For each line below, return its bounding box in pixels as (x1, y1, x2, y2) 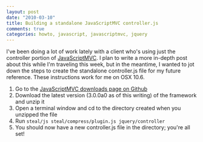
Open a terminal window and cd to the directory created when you (15, 105, 181, 112)
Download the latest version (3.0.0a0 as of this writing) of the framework (15, 92, 197, 99)
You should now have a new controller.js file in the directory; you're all (15, 124, 191, 131)
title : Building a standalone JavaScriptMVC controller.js (6, 20, 159, 26)
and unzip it (15, 98, 45, 106)
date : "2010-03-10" (6, 15, 56, 21)
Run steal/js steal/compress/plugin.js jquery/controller (15, 117, 165, 124)
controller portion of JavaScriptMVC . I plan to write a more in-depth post (6, 54, 188, 62)
